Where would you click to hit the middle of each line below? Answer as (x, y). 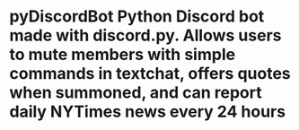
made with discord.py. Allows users (145, 35)
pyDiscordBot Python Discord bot (137, 17)
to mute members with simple (123, 55)
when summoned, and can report (136, 93)
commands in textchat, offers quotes (150, 74)
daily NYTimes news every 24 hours (147, 112)
